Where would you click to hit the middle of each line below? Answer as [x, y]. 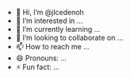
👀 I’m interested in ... [49, 21]
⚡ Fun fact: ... [37, 67]
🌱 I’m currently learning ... [58, 29]
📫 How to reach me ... [52, 47]
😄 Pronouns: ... [41, 58]
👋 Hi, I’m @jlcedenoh [50, 12]
